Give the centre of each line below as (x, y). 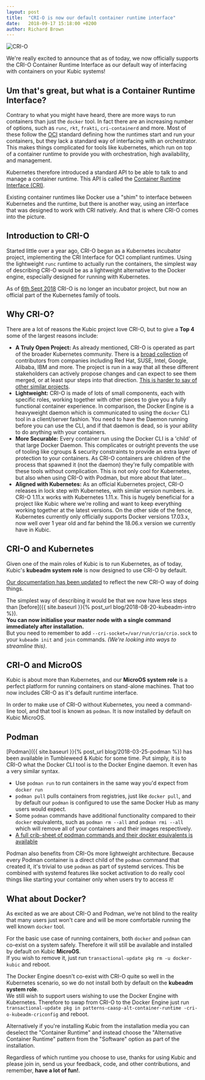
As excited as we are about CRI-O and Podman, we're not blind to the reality (102, 913)
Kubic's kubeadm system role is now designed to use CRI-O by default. (97, 570)
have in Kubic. (33, 530)
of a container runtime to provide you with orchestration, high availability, (98, 154)
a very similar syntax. (33, 771)
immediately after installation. (45, 626)
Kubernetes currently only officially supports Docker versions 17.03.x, (103, 516)
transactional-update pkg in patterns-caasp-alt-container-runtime (94, 1008)
